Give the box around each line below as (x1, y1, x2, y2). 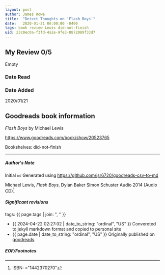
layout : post (5, 7, 32, 12)
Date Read (5, 73, 30, 80)
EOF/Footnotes (5, 248, 37, 254)
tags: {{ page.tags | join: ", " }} (5, 212, 66, 218)
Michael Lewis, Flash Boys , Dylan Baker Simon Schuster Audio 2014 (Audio (5, 182, 157, 188)
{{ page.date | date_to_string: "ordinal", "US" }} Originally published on (12, 231, 155, 237)
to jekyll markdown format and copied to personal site (12, 226, 122, 232)
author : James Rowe (5, 12, 45, 17)
